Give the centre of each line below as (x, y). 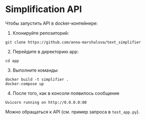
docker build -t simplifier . (37, 79)
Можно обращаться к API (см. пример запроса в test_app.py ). (72, 111)
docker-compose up (25, 84)
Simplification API (44, 9)
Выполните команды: (36, 70)
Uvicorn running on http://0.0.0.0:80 (46, 102)
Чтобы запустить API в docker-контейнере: (52, 23)
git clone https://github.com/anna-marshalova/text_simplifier (73, 42)
